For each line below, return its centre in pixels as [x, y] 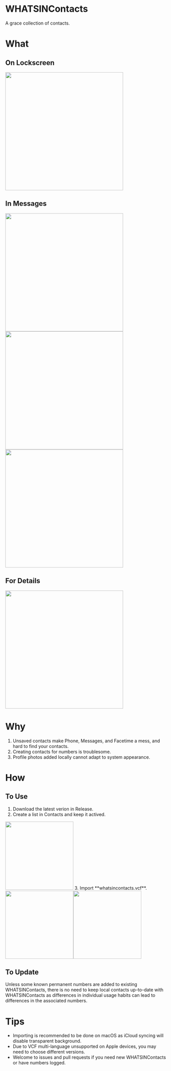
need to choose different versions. [49, 1052]
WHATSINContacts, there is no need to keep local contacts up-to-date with [84, 990]
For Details [23, 581]
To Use [17, 797]
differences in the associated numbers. [46, 1001]
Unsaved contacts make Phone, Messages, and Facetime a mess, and [86, 741]
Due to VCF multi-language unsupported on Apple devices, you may [84, 1046]
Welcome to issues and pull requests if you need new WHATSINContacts [89, 1057]
